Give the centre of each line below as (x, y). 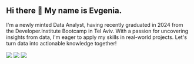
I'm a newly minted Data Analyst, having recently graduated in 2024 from (95, 24)
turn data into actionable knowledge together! (61, 43)
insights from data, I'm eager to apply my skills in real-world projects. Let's (96, 37)
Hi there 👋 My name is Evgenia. (64, 11)
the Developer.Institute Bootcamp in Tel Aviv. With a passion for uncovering (97, 31)
